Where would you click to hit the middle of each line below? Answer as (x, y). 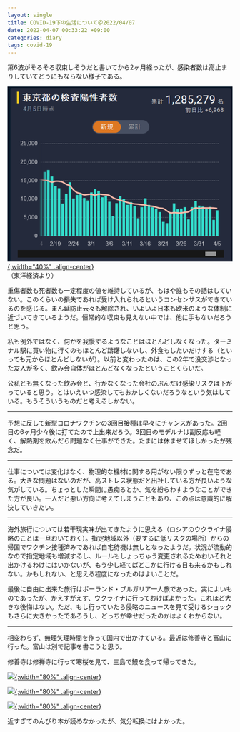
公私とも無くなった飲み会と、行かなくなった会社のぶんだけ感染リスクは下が (120, 383)
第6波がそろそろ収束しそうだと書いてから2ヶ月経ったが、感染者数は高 (111, 67)
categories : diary (35, 38)
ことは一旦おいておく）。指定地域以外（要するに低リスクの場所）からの (125, 538)
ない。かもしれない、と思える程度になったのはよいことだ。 (95, 573)
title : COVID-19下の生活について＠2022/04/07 (71, 22)
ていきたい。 (39, 507)
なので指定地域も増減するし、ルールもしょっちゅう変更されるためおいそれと (120, 556)
